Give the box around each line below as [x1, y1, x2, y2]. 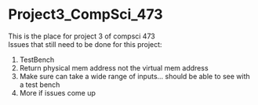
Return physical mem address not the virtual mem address [19, 63, 209, 72]
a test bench [19, 80, 60, 89]
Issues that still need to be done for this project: [8, 39, 162, 49]
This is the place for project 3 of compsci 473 [8, 31, 155, 41]
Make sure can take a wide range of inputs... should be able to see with [19, 71, 251, 81]
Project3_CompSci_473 [8, 5, 163, 24]
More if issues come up [19, 88, 96, 97]
